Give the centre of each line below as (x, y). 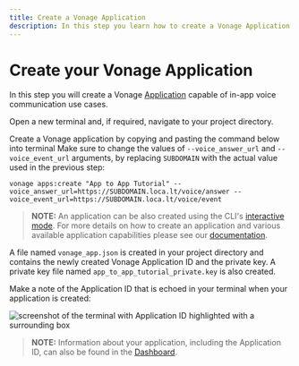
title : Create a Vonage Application (77, 17)
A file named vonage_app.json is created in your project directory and (137, 252)
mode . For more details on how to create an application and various (156, 226)
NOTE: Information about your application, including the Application (156, 343)
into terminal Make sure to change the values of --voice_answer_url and (142, 149)
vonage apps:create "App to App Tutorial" (90, 184)
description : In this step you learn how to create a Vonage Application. (152, 26)
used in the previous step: (57, 167)
